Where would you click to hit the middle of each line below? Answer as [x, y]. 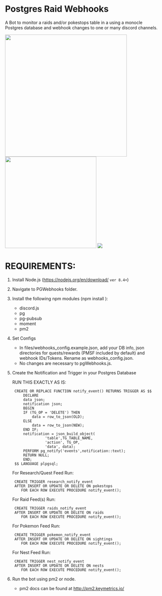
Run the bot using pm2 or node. [44, 579]
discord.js [29, 308]
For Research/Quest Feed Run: [43, 473]
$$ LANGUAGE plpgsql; [36, 464]
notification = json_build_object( [59, 434]
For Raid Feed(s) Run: [34, 499]
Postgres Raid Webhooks [57, 9]
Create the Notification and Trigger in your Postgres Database [74, 372]
